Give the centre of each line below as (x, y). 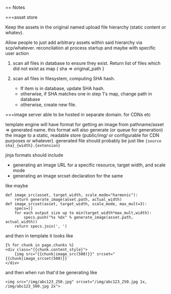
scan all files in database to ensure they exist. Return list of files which (87, 63)
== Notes (15, 7)
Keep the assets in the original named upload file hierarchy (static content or (86, 27)
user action (17, 53)
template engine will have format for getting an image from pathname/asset (85, 124)
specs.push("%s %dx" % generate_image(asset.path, (79, 217)
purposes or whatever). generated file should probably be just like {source (83, 141)
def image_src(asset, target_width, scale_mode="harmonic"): (72, 195)
